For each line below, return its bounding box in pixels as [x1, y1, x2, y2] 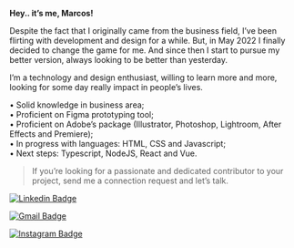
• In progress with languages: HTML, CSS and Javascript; [9, 139, 226, 149]
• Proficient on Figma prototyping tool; [9, 109, 155, 119]
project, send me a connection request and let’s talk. [31, 175, 229, 186]
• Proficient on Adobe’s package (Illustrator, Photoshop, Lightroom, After [9, 119, 282, 129]
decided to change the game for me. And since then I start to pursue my [9, 45, 280, 56]
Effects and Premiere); [9, 129, 94, 139]
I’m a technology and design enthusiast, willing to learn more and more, [9, 72, 278, 83]
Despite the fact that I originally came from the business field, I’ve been [9, 26, 278, 36]
